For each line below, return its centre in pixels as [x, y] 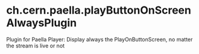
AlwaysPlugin [42, 23]
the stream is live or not [36, 46]
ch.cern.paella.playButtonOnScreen [99, 10]
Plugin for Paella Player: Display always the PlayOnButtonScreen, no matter [99, 39]
